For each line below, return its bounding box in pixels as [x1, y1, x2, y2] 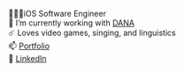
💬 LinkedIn [8, 54, 47, 63]
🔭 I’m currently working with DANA [8, 18, 135, 28]
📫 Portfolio [8, 40, 50, 51]
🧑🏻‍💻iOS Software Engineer [8, 9, 107, 18]
